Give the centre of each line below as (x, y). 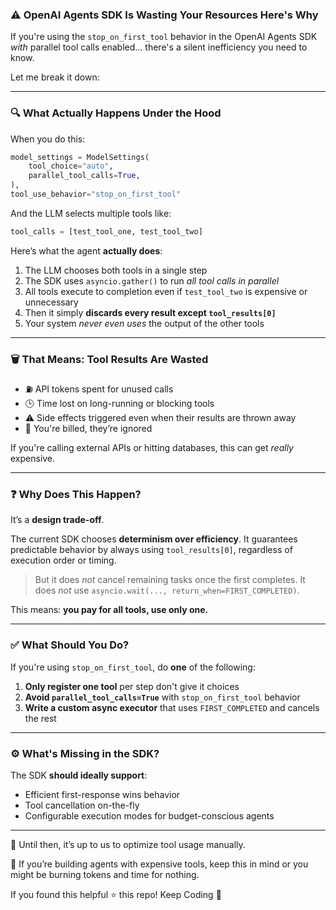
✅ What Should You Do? (70, 645)
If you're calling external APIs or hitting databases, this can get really (152, 448)
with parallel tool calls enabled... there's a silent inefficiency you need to (159, 47)
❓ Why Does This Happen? (76, 495)
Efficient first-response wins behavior (102, 795)
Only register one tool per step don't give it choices (132, 686)
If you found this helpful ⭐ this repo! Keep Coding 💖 (116, 895)
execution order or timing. (63, 560)
